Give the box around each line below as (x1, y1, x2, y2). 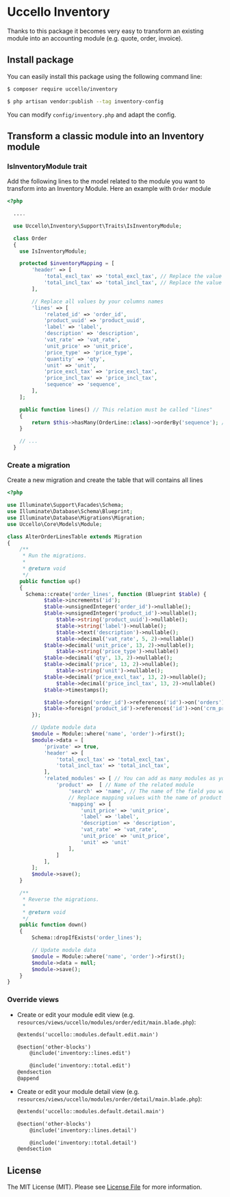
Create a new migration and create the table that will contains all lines (7, 476, 203, 484)
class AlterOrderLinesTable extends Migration (7, 533, 142, 540)
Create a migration (7, 460, 71, 470)
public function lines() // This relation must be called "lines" (19, 406, 213, 413)
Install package (7, 54, 74, 66)
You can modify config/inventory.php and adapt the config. (7, 111, 177, 119)
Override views (7, 995, 60, 1005)
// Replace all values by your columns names (31, 298, 164, 305)
